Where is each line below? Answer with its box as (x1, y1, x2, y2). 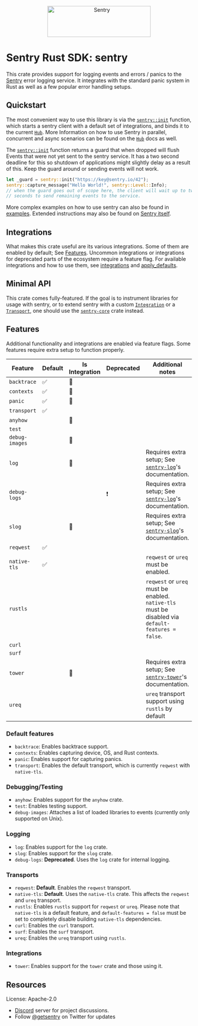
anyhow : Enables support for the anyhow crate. (14, 796, 124, 804)
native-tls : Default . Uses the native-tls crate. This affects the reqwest (14, 890, 190, 897)
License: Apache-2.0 (6, 995, 57, 1002)
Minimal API (6, 279, 51, 289)
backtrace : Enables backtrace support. (14, 743, 109, 750)
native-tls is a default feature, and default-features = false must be (14, 909, 187, 916)
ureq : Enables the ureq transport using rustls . (14, 934, 127, 941)
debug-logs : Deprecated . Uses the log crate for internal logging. (14, 856, 171, 863)
